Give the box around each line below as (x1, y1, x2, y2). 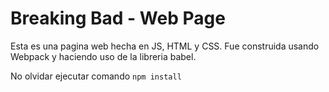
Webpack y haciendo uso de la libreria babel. (10, 50, 197, 62)
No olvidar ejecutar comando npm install (10, 70, 182, 82)
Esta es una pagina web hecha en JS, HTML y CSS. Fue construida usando (10, 40, 320, 52)
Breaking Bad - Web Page (10, 7, 226, 30)
